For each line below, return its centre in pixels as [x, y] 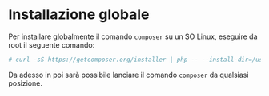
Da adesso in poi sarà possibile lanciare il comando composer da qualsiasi [128, 75]
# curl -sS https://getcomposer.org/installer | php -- [103, 60]
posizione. [25, 83]
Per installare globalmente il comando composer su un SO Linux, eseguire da [133, 36]
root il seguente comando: [52, 44]
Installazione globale [79, 15]
